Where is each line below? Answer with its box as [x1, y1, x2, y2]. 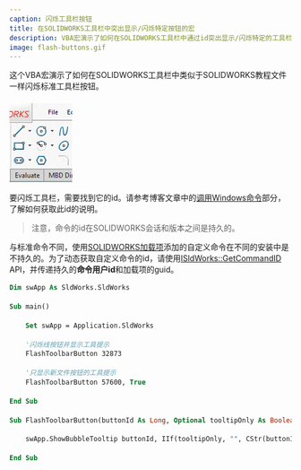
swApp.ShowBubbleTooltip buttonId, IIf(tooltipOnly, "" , [25, 435, 243, 444]
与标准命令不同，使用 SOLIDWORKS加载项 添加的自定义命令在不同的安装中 [9, 242, 282, 253]
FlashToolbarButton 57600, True [25, 378, 146, 387]
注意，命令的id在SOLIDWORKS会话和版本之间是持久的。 [30, 222, 240, 233]
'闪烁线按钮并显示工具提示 [25, 340, 110, 349]
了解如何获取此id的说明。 [9, 204, 103, 214]
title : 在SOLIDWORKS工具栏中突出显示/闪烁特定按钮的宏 [9, 23, 195, 33]
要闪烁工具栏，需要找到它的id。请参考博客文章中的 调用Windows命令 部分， [9, 193, 286, 204]
